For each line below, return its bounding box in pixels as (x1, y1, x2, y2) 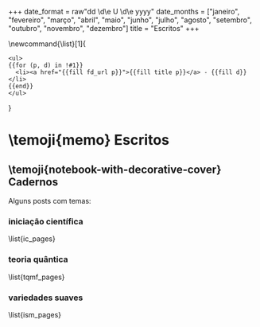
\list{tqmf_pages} (8, 272, 65, 282)
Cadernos (8, 175, 58, 189)
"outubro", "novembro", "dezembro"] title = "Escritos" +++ (8, 24, 200, 33)
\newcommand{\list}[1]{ (8, 39, 86, 49)
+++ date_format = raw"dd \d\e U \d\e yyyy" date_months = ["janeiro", (8, 7, 240, 16)
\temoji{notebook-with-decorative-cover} (8, 162, 222, 176)
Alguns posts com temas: (8, 197, 91, 205)
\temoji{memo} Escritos (8, 131, 169, 150)
